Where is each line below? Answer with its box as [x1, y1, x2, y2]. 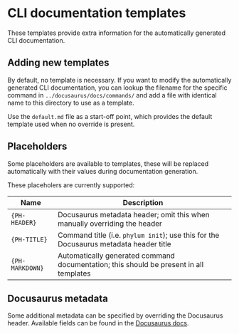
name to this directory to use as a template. [7, 98, 135, 107]
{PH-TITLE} [11, 235, 48, 244]
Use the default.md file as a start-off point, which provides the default [7, 112, 213, 120]
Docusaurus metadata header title [58, 239, 172, 249]
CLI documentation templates [7, 5, 186, 21]
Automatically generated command [58, 251, 176, 261]
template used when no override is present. [7, 120, 135, 128]
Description [122, 197, 164, 207]
